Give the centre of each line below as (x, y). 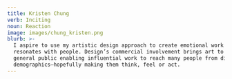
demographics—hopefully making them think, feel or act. (97, 65)
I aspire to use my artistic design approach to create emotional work (119, 45)
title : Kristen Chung (38, 13)
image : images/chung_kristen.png (55, 33)
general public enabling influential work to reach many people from (115, 58)
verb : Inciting (29, 20)
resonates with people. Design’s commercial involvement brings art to (119, 52)
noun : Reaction (29, 26)
